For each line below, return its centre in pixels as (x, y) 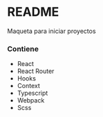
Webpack (31, 100)
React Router (36, 71)
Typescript (32, 93)
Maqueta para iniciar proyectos (51, 31)
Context (28, 86)
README (33, 12)
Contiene (23, 49)
